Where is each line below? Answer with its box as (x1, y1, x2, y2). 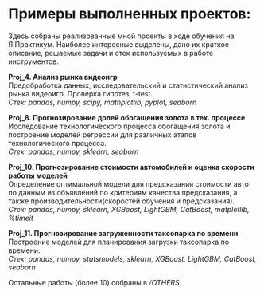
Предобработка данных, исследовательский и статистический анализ (8, 81, 249, 90)
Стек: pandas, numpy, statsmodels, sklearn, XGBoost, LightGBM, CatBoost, (8, 254, 257, 263)
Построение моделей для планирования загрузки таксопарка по (8, 237, 229, 246)
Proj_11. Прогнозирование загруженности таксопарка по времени (8, 228, 239, 238)
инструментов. (8, 57, 60, 66)
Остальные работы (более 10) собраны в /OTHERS (8, 277, 181, 287)
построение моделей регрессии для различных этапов (8, 129, 197, 140)
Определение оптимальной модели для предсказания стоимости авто (8, 179, 249, 188)
